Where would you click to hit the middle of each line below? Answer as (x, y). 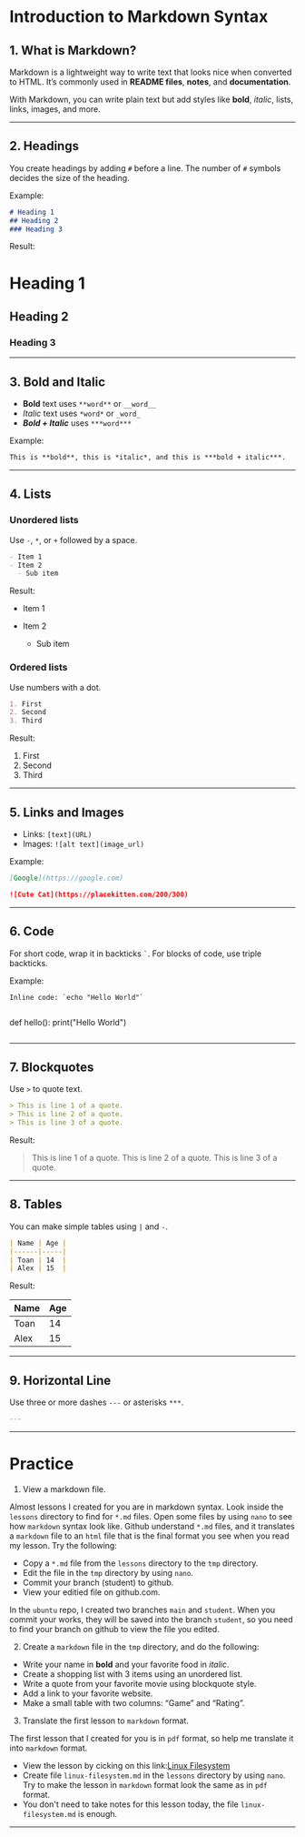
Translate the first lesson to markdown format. (105, 1721)
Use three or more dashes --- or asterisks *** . (97, 1402)
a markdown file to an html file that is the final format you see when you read (149, 1536)
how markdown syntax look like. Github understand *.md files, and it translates (152, 1526)
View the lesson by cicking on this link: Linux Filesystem (126, 1765)
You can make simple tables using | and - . (89, 1226)
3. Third (26, 721)
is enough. (98, 1813)
